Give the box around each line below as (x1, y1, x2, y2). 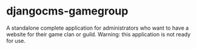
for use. (6, 37, 26, 44)
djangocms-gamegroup (6, 4, 129, 18)
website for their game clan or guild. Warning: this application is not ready (6, 30, 191, 38)
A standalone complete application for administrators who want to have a (6, 24, 189, 31)
